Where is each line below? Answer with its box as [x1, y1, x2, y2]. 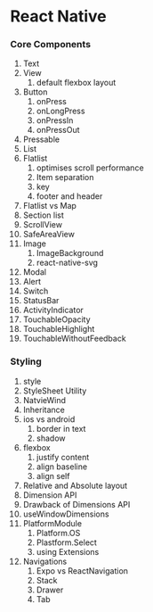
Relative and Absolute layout [22, 480, 128, 491]
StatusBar [22, 295, 60, 306]
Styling [10, 355, 43, 368]
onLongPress [36, 105, 85, 117]
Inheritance [22, 404, 66, 415]
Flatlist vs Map [22, 201, 76, 211]
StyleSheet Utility [22, 385, 87, 396]
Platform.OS [36, 527, 81, 538]
